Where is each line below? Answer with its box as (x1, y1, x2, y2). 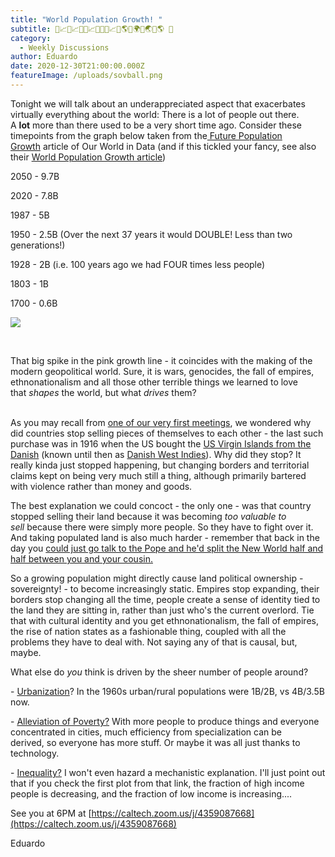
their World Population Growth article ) (10, 151, 167, 163)
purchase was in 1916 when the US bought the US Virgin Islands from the (10, 437, 312, 450)
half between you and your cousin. (10, 552, 153, 565)
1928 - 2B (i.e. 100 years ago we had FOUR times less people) (10, 258, 266, 270)
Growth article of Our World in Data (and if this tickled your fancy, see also (10, 140, 317, 152)
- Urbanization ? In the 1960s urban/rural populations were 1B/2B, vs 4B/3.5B (10, 685, 325, 697)
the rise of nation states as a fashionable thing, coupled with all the (10, 625, 287, 637)
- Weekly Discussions (19, 42, 110, 53)
